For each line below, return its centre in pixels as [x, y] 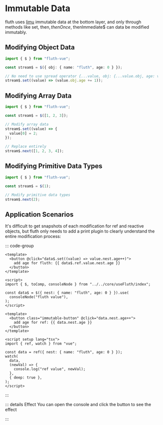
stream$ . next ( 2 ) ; [23, 199]
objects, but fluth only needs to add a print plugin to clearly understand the [80, 231]
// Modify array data [27, 124]
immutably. [16, 32]
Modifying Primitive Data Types [54, 166]
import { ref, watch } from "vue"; [41, 344]
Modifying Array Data [38, 96]
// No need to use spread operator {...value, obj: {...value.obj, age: [80, 76]
